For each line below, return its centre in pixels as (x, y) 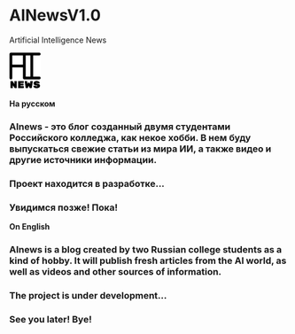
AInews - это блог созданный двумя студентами (120, 127)
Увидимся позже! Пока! (63, 207)
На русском (32, 104)
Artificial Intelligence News (58, 40)
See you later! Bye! (50, 319)
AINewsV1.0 (55, 16)
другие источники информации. (83, 159)
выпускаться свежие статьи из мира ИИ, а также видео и (140, 149)
